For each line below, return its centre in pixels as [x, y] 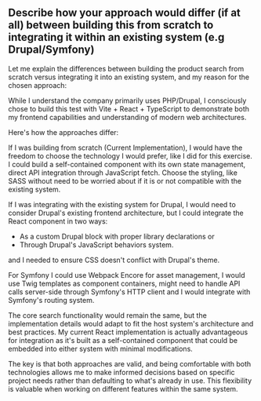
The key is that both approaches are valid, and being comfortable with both [130, 363]
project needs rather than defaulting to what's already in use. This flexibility [130, 381]
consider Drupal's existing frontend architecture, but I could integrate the [126, 213]
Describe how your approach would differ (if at [125, 13]
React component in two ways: [58, 221]
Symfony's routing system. [51, 300]
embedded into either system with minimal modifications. [101, 348]
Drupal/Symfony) [51, 50]
